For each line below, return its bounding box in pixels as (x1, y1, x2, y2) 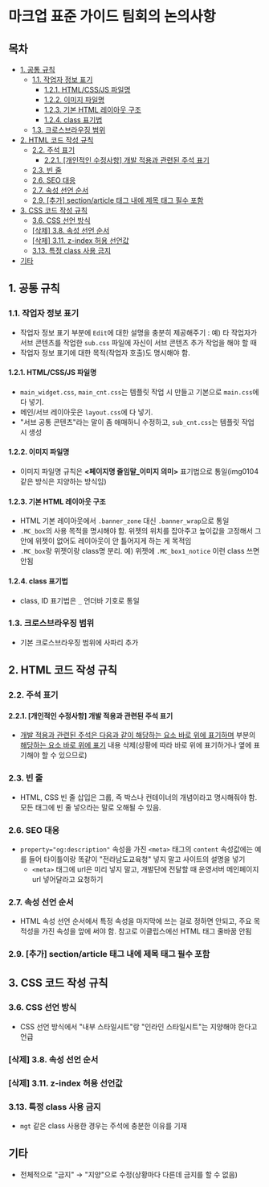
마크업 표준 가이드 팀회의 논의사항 (8, 7, 216, 26)
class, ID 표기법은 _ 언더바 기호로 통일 (19, 596, 141, 605)
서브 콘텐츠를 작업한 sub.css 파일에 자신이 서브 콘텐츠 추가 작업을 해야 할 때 (19, 337, 257, 347)
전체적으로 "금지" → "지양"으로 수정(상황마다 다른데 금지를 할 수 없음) (19, 1169, 238, 1179)
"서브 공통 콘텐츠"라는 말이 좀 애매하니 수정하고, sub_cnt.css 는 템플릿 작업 (19, 417, 255, 427)
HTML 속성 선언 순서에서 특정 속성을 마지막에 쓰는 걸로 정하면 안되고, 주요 (19, 917, 252, 926)
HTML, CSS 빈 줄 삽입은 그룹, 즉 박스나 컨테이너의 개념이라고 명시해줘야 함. (19, 792, 258, 802)
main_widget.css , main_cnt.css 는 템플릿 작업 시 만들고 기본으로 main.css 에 (19, 387, 259, 397)
